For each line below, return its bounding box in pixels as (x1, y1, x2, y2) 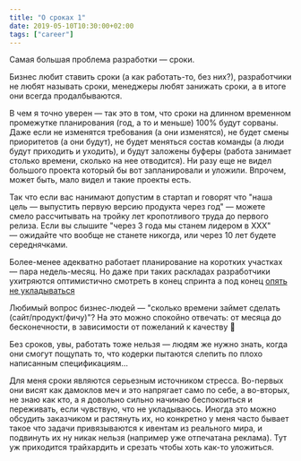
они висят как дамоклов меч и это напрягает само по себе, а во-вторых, (9, 385, 290, 396)
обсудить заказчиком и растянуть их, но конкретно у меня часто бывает (9, 414, 289, 424)
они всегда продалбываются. (9, 90, 123, 101)
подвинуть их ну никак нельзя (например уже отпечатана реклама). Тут (9, 432, 288, 443)
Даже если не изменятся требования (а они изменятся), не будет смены (9, 127, 289, 138)
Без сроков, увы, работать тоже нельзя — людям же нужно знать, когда (9, 339, 288, 350)
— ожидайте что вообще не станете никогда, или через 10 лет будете (9, 230, 277, 241)
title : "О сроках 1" (9, 13, 87, 22)
